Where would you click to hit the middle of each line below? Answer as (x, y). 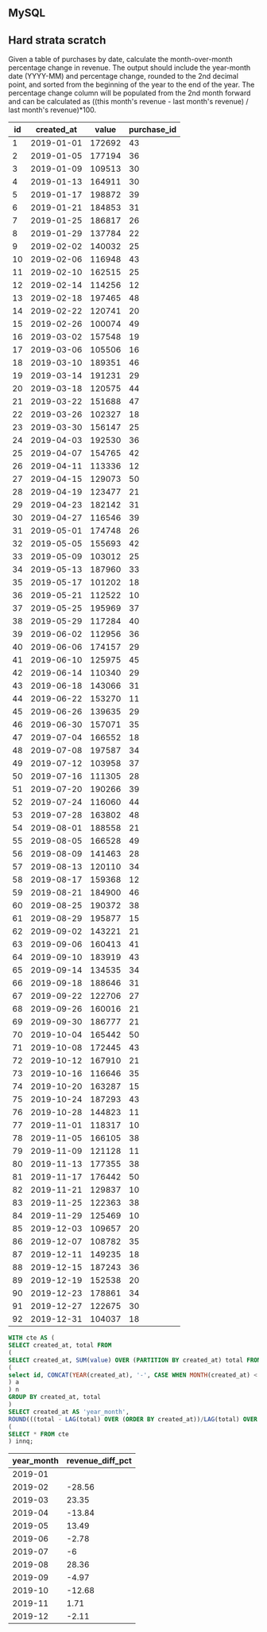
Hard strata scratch (57, 40)
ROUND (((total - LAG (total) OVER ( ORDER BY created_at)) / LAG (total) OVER (133, 1419)
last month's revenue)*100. (52, 110)
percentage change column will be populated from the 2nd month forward (130, 93)
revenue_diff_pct (99, 1461)
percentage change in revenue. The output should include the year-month (130, 68)
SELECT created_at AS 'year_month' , (69, 1412)
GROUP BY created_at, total (55, 1397)
